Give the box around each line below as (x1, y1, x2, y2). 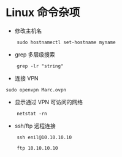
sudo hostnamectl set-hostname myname (17, 39, 116, 45)
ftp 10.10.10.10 (17, 145, 59, 151)
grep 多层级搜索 (14, 50, 56, 58)
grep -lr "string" (17, 63, 64, 69)
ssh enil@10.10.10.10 (17, 134, 72, 140)
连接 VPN (14, 74, 39, 82)
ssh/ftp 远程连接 (14, 122, 56, 129)
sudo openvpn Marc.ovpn (6, 86, 67, 93)
